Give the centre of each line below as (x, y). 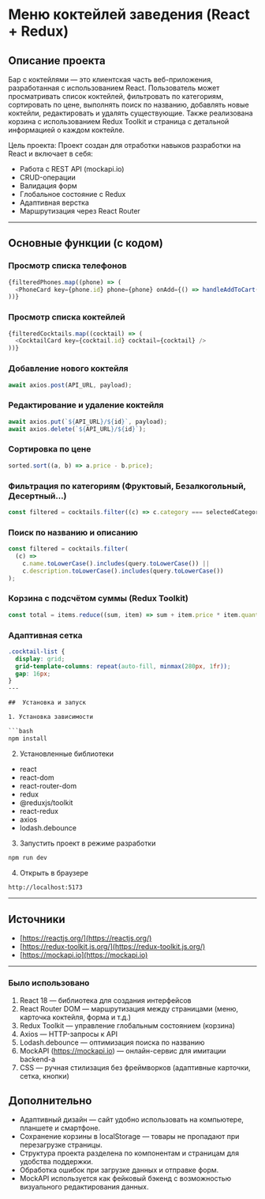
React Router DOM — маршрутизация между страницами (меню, (129, 1008)
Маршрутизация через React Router (80, 211)
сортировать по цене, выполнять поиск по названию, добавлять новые (129, 105)
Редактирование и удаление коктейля (86, 405)
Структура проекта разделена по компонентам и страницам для (129, 1153)
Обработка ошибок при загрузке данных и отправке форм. (119, 1170)
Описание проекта (57, 61)
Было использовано (49, 983)
